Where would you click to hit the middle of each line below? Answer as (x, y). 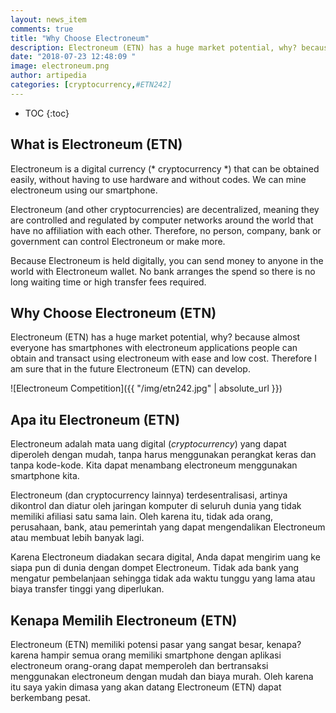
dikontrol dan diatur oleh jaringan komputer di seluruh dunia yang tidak (156, 506)
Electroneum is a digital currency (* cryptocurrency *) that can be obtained (165, 168)
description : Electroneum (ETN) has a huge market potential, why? (154, 47)
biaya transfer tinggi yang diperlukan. (87, 589)
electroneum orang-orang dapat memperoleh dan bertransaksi (139, 665)
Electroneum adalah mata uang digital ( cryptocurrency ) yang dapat (148, 444)
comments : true (42, 29)
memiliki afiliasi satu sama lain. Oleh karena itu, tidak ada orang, (142, 517)
